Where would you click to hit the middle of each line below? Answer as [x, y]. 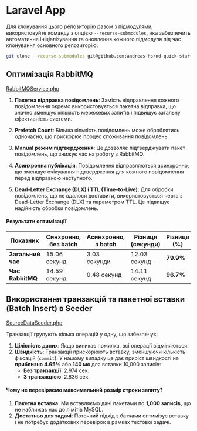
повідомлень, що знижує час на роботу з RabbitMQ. [79, 154]
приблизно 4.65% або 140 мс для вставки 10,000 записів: [88, 364]
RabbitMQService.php [33, 88]
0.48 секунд [104, 275]
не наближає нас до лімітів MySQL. [59, 409]
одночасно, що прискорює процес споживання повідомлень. [91, 136]
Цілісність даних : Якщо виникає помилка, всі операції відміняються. [101, 345]
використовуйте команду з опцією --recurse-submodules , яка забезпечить [98, 32]
